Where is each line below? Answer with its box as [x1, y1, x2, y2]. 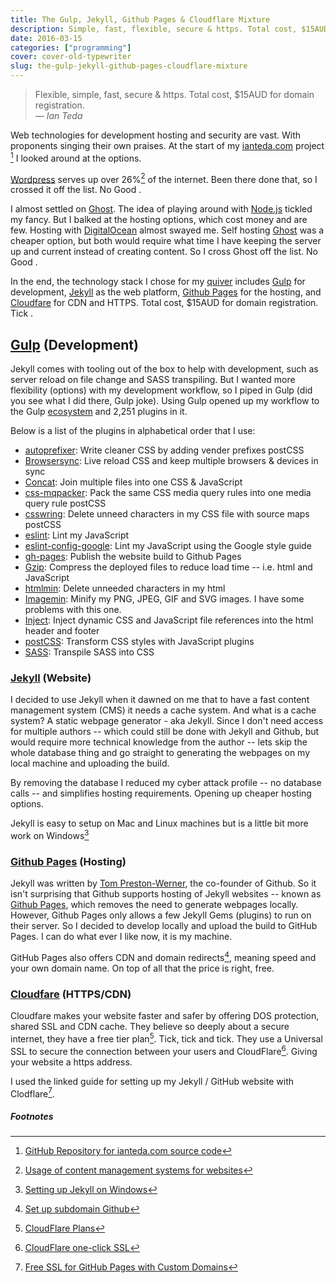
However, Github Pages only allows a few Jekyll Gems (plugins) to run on [10, 909, 312, 921]
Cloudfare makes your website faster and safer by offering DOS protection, [10, 1010, 320, 1022]
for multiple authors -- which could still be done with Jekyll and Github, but [10, 726, 320, 738]
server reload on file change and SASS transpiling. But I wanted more [10, 374, 296, 386]
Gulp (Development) [10, 336, 139, 353]
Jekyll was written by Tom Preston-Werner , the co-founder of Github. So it [10, 877, 317, 890]
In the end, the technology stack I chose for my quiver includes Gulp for [10, 276, 306, 288]
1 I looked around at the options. [10, 151, 142, 164]
